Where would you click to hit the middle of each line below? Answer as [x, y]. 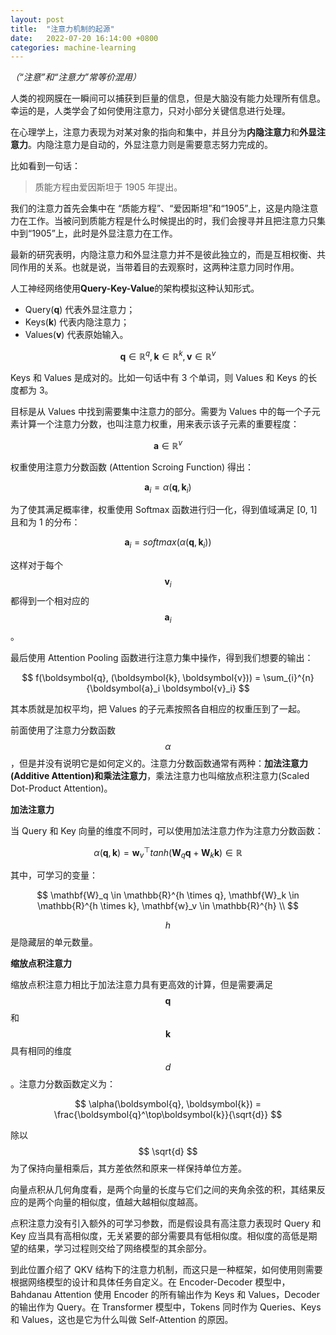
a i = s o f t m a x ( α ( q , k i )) [168, 543]
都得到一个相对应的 [50, 600]
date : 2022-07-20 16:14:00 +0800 [84, 38]
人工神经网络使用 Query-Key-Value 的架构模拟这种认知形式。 [135, 288]
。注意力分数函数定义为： [63, 1084]
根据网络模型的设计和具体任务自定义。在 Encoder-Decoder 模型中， [150, 1282]
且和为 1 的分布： [45, 522]
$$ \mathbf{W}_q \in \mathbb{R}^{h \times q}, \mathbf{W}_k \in [168, 895]
